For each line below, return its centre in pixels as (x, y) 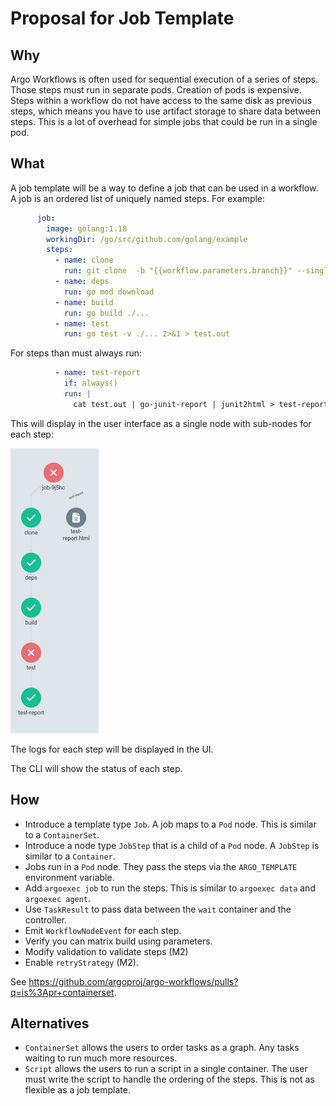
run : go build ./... (106, 313)
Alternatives (50, 1023)
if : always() (90, 383)
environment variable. (69, 877)
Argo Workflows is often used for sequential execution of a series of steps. (164, 79)
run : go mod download (109, 292)
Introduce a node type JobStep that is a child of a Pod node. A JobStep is (172, 845)
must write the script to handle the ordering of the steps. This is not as (169, 1079)
